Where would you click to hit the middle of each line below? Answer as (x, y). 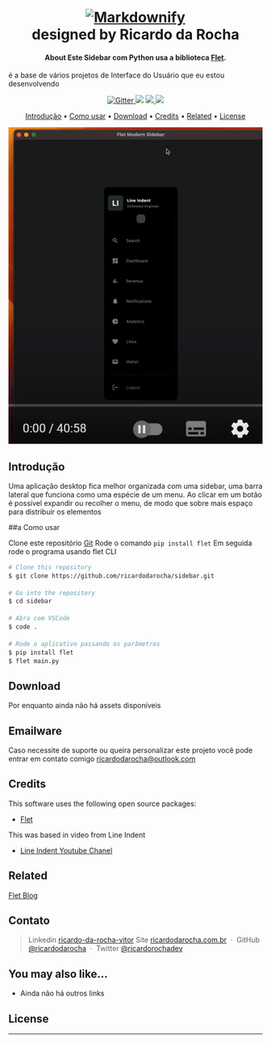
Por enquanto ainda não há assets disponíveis (85, 706)
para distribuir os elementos (55, 511)
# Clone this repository (50, 567)
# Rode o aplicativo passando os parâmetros (84, 644)
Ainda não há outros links (62, 993)
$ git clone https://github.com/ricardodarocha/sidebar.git (112, 576)
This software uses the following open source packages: (102, 803)
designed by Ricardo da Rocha (135, 35)
